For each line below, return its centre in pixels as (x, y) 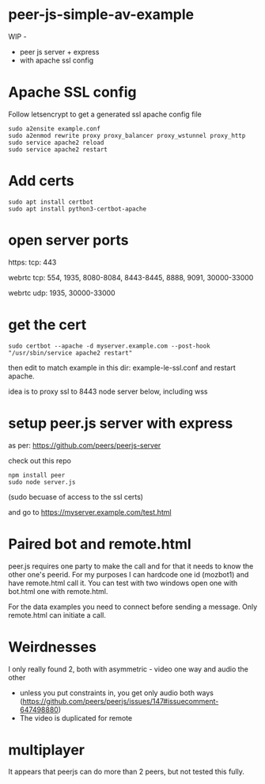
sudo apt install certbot (51, 202)
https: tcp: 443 (32, 262)
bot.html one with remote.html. (58, 591)
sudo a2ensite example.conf (55, 128)
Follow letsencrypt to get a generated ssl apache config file (105, 114)
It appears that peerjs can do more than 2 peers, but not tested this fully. (127, 772)
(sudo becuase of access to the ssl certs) (76, 497)
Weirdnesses (53, 647)
